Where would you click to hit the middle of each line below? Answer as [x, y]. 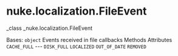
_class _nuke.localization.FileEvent [50, 28]
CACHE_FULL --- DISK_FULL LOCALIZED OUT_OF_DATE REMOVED [77, 46]
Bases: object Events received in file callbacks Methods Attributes [89, 40]
